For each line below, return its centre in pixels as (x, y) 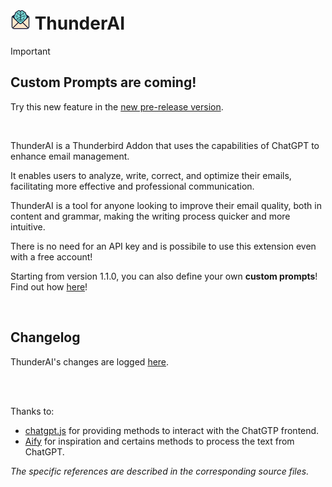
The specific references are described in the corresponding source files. (160, 471)
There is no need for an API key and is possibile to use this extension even (163, 246)
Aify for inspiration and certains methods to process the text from (159, 441)
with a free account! (51, 256)
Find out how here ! (49, 286)
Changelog (45, 337)
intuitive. (28, 226)
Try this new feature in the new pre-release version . (117, 106)
